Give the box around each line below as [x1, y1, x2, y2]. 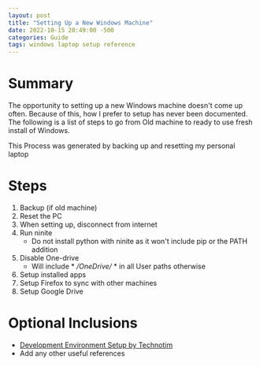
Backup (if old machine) [19, 203, 98, 213]
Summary [8, 75, 73, 93]
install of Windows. [8, 126, 70, 135]
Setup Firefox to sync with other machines [19, 279, 158, 287]
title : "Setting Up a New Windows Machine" [8, 19, 154, 27]
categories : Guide [8, 33, 69, 42]
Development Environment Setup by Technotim [19, 340, 173, 349]
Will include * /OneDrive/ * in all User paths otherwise [31, 261, 206, 271]
